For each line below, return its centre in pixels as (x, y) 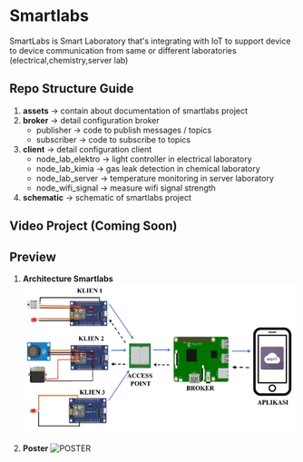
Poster (35, 448)
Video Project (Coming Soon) (93, 226)
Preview (33, 256)
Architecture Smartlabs (68, 279)
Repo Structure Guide (72, 88)
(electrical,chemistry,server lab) (69, 60)
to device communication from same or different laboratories (123, 50)
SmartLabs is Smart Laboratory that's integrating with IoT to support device (150, 41)
